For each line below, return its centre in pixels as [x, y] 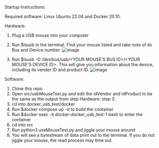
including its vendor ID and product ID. [50, 70]
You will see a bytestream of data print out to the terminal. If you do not [83, 135]
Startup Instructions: [25, 7]
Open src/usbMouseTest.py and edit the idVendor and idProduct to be [82, 94]
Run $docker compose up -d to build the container [62, 109]
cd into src [22, 125]
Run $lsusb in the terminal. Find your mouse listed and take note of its [82, 45]
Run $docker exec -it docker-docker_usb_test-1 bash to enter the [77, 114]
